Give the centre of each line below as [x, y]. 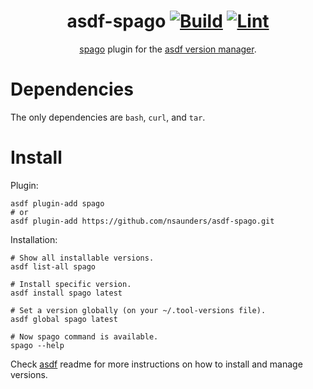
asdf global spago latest [64, 319]
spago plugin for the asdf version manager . [168, 49]
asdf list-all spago [53, 266]
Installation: [34, 239]
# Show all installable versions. [82, 258]
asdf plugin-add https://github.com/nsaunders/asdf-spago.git [142, 221]
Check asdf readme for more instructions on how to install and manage [156, 364]
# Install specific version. [71, 284]
